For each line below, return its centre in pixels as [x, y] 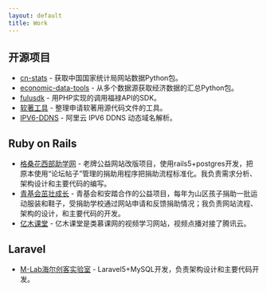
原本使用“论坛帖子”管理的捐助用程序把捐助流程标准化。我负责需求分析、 [138, 174]
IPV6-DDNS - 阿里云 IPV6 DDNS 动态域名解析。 [98, 118]
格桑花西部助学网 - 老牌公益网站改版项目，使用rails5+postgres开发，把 [136, 163]
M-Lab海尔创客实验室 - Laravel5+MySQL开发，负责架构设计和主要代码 [136, 269]
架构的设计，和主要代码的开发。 [72, 214]
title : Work [28, 23]
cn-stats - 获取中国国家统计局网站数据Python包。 [101, 78]
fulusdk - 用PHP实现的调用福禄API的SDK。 [90, 98]
